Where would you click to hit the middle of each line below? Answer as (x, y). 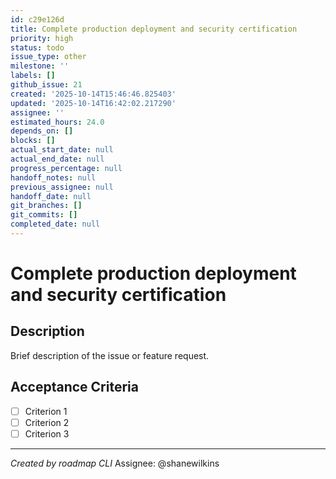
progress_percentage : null (66, 168)
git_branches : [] (46, 206)
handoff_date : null (51, 196)
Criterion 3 (47, 433)
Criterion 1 (46, 411)
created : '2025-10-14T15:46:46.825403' (93, 94)
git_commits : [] (44, 215)
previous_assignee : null (62, 187)
